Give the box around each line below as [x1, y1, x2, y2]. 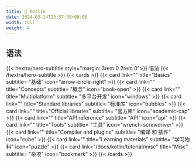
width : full [6, 19, 35, 25]
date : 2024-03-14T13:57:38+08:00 [6, 14, 88, 20]
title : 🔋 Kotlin [6, 8, 46, 15]
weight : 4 [6, 25, 30, 31]
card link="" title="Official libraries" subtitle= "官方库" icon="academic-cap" [6, 108, 190, 115]
